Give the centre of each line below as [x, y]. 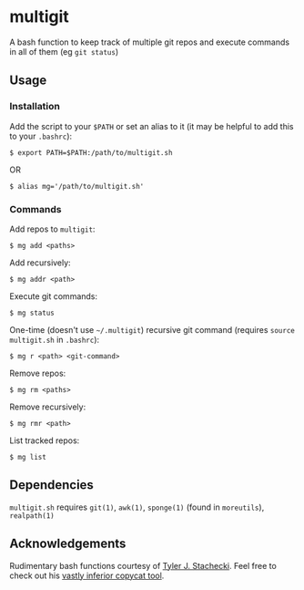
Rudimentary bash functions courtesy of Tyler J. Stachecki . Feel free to [143, 565]
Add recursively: [40, 263]
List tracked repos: [45, 440]
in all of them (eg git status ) [64, 51]
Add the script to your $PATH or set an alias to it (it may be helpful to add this [152, 126]
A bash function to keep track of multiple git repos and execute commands [149, 42]
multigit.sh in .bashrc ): [55, 339]
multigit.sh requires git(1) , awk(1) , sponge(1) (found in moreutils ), [137, 507]
